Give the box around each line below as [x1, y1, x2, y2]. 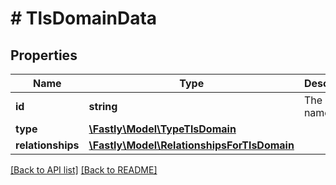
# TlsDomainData [10, 7, 158, 30]
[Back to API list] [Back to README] [10, 164, 158, 176]
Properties [10, 47, 78, 64]
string [88, 100, 118, 113]
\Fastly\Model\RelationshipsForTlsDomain [88, 138, 295, 152]
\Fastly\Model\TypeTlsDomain [88, 122, 237, 136]
